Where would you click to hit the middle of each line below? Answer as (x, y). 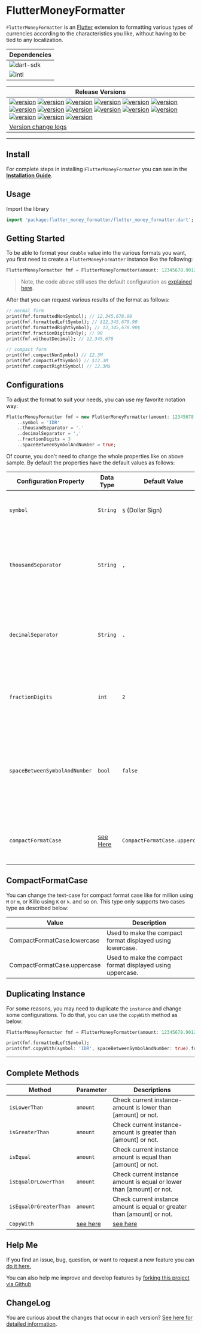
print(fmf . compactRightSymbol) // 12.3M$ (59, 366)
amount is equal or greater (150, 1207)
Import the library (28, 208)
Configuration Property (51, 481)
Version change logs (38, 127)
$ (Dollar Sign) (142, 510)
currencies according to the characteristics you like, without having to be (96, 33)
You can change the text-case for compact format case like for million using (100, 895)
